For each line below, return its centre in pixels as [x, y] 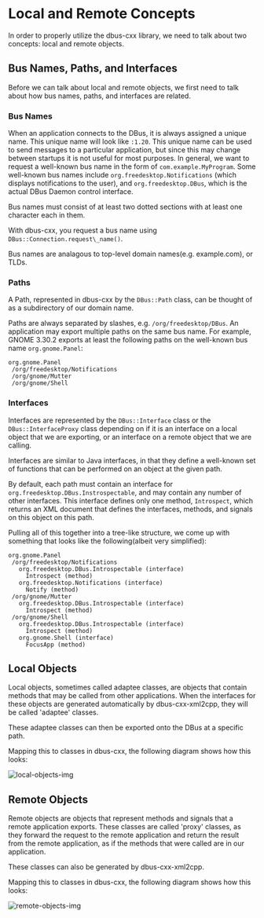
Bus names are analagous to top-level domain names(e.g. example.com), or [130, 254]
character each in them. [47, 215]
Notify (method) [52, 590]
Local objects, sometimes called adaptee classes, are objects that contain [128, 687]
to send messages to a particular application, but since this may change [125, 150]
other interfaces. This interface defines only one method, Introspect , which [131, 500]
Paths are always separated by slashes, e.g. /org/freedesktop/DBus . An [123, 324]
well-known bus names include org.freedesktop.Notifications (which [123, 175]
